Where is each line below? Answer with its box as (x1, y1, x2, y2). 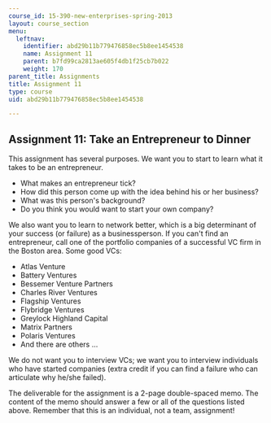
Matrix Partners (20, 322, 73, 332)
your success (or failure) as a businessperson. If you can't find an (8, 229, 229, 238)
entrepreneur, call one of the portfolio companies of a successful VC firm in (8, 238, 262, 247)
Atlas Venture (20, 262, 66, 272)
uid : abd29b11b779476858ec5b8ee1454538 (8, 95, 144, 103)
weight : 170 (23, 65, 63, 73)
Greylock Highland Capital (20, 314, 108, 324)
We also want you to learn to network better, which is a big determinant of (8, 220, 256, 230)
